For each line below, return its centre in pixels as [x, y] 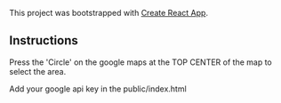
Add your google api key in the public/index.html [98, 89]
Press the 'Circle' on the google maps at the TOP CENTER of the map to [141, 62]
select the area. [38, 71]
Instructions [44, 40]
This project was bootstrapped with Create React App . [109, 13]
